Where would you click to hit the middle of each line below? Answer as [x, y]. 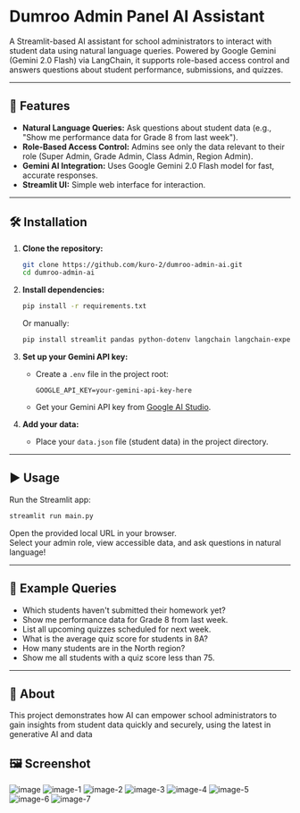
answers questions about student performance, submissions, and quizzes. [146, 70]
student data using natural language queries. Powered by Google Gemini [143, 50]
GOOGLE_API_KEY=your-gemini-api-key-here [113, 390]
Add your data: [50, 424]
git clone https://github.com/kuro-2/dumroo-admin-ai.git [132, 264]
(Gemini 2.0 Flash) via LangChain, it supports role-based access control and [150, 60]
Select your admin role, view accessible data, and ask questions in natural [145, 542]
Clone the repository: [62, 248]
